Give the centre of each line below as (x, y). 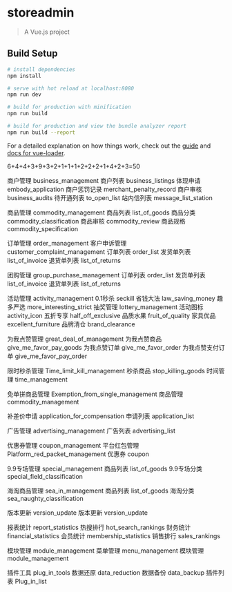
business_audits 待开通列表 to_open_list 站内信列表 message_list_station (110, 197)
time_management (41, 379)
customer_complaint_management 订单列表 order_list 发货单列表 (99, 251)
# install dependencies (41, 69)
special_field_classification (45, 476)
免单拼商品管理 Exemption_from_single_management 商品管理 (95, 394)
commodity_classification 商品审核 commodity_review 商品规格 (97, 221)
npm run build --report (41, 132)
